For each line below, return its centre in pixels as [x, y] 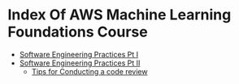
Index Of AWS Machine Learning [119, 15]
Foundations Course [78, 32]
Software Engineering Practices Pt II [80, 63]
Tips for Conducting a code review [89, 71]
